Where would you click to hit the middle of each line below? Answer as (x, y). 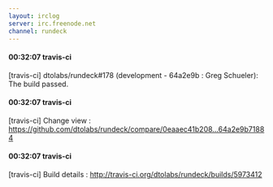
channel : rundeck (38, 31)
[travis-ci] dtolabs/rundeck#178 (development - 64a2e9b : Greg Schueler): (133, 75)
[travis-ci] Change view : (50, 120)
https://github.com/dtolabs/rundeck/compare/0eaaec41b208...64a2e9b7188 (136, 129)
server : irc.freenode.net (52, 24)
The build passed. (39, 84)
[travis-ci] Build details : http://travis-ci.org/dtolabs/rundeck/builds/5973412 (135, 174)
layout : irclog (34, 16)
